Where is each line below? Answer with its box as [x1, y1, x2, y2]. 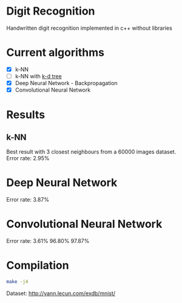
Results [6, 108, 45, 122]
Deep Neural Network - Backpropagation [15, 80, 118, 86]
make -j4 [6, 278, 29, 285]
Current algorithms [6, 46, 105, 60]
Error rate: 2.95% [6, 155, 50, 162]
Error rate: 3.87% [6, 196, 50, 203]
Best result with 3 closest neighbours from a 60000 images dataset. [6, 148, 177, 155]
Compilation [6, 259, 69, 273]
